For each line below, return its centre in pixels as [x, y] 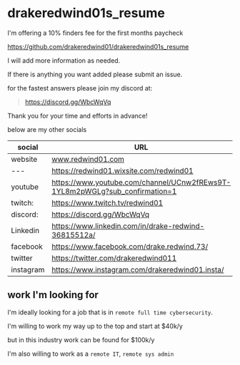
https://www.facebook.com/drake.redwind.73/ [130, 246]
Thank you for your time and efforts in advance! [77, 115]
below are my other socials [47, 129]
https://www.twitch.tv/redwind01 [107, 202]
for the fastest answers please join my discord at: [80, 88]
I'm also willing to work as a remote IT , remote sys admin [91, 354]
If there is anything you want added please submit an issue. [95, 74]
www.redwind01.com [88, 159]
